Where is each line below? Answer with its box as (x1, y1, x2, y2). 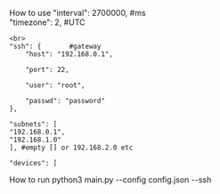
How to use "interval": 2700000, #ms (9, 8, 146, 18)
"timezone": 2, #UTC (9, 17, 86, 28)
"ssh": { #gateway (9, 42, 102, 51)
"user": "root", (25, 81, 86, 90)
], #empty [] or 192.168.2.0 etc (9, 143, 134, 152)
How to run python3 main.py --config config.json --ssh (9, 174, 212, 185)
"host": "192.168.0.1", (25, 50, 114, 59)
